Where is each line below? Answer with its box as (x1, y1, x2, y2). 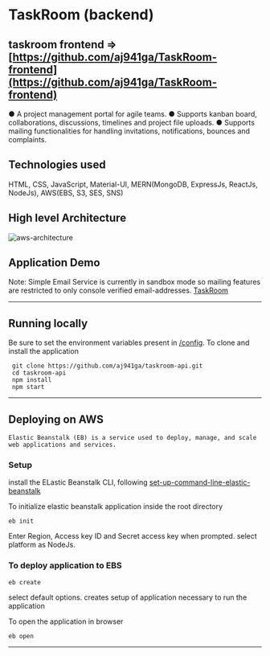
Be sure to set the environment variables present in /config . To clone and (8, 338, 250, 347)
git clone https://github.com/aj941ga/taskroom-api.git (11, 362, 203, 371)
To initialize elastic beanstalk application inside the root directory (8, 502, 223, 511)
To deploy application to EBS (8, 560, 122, 572)
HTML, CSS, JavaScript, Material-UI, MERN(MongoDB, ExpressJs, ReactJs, (8, 179, 259, 189)
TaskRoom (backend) (8, 6, 154, 24)
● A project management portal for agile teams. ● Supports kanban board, (8, 109, 257, 118)
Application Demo (8, 256, 100, 270)
